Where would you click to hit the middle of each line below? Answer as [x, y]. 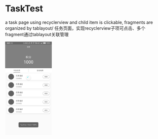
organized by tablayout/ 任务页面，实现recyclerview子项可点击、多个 [75, 28]
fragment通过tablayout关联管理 [37, 34]
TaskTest [24, 9]
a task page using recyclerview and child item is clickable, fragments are [79, 22]
